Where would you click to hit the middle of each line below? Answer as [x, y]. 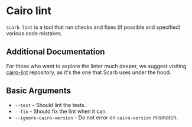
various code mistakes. [35, 33]
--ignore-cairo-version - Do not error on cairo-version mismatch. [96, 117]
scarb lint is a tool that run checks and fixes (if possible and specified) [94, 27]
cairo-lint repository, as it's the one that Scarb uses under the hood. [89, 72]
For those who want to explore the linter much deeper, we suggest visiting [96, 66]
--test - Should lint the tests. [50, 105]
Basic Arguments [38, 91]
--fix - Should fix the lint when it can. [61, 111]
